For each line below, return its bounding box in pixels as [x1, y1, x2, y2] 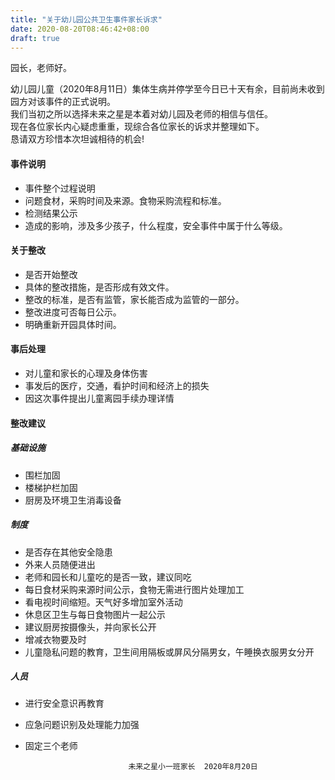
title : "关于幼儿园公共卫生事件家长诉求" [10, 14, 163, 25]
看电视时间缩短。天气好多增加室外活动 [24, 596, 183, 608]
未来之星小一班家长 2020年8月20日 [128, 762, 258, 772]
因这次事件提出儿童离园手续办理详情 [24, 392, 175, 404]
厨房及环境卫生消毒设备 [24, 494, 122, 506]
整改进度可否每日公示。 [24, 306, 122, 318]
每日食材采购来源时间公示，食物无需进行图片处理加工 [24, 583, 245, 595]
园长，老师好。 [10, 62, 72, 74]
